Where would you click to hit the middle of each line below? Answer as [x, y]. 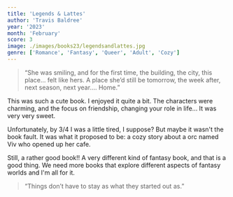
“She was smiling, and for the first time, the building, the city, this [118, 72]
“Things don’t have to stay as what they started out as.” [104, 186]
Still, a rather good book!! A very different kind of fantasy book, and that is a [116, 157]
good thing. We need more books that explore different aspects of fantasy [114, 165]
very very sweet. [31, 115]
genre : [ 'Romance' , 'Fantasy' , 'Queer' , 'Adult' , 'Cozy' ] [93, 53]
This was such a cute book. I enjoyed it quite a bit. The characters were [110, 101]
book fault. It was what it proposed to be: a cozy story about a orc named [113, 136]
